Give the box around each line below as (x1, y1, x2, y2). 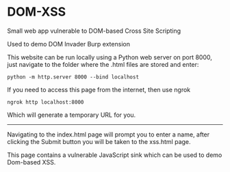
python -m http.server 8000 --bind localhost (7, 73, 139, 81)
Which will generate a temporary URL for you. (7, 111, 136, 119)
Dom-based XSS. (7, 158, 56, 166)
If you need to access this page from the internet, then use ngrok (7, 85, 191, 94)
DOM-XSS (7, 4, 66, 20)
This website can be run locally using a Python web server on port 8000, (7, 53, 212, 61)
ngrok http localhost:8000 (7, 98, 84, 106)
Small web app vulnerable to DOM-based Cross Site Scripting (7, 27, 181, 35)
